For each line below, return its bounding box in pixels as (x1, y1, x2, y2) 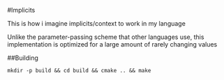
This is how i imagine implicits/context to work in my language (7, 19, 186, 27)
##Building (7, 54, 38, 62)
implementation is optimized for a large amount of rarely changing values (7, 40, 218, 48)
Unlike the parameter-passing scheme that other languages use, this (7, 33, 204, 41)
